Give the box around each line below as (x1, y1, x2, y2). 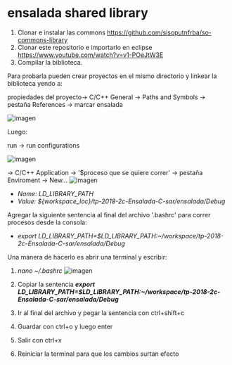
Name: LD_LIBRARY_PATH (17, 189, 94, 198)
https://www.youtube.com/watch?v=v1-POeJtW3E (17, 51, 164, 59)
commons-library (17, 35, 68, 44)
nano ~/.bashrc (17, 266, 63, 275)
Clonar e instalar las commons (17, 28, 105, 37)
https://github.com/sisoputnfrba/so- (106, 28, 212, 37)
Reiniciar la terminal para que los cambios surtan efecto (17, 350, 179, 358)
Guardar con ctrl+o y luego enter (17, 322, 113, 331)
